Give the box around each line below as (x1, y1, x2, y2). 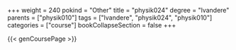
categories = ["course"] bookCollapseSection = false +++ (7, 21, 176, 29)
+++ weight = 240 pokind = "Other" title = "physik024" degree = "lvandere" (7, 6, 230, 14)
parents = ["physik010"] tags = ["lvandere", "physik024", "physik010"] (7, 13, 213, 22)
